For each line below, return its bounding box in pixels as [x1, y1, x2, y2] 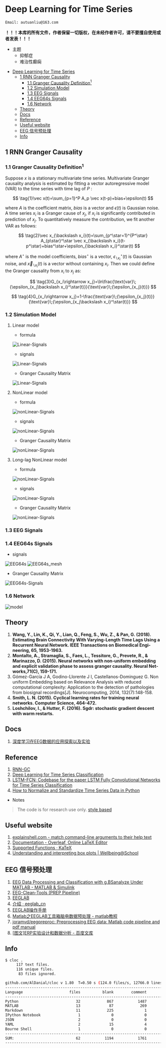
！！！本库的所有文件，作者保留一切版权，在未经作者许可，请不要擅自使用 [5, 29, 157, 35]
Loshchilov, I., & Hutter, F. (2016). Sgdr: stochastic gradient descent [12, 705, 155, 711]
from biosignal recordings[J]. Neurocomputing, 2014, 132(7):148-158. [12, 689, 153, 695]
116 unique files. [16, 967, 54, 972]
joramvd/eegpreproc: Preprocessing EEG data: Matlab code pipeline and [12, 919, 160, 925]
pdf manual [12, 924, 36, 930]
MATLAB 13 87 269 [5, 1003, 147, 1008]
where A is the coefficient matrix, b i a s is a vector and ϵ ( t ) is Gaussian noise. [5, 205, 160, 211]
